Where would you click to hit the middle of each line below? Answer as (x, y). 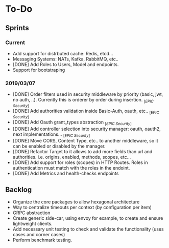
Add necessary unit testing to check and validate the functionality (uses (88, 229)
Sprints (17, 28)
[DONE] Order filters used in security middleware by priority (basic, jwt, (88, 94)
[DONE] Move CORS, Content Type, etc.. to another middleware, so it (85, 141)
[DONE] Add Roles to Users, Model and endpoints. (66, 64)
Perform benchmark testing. (42, 240)
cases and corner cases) (39, 235)
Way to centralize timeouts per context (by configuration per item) (82, 208)
